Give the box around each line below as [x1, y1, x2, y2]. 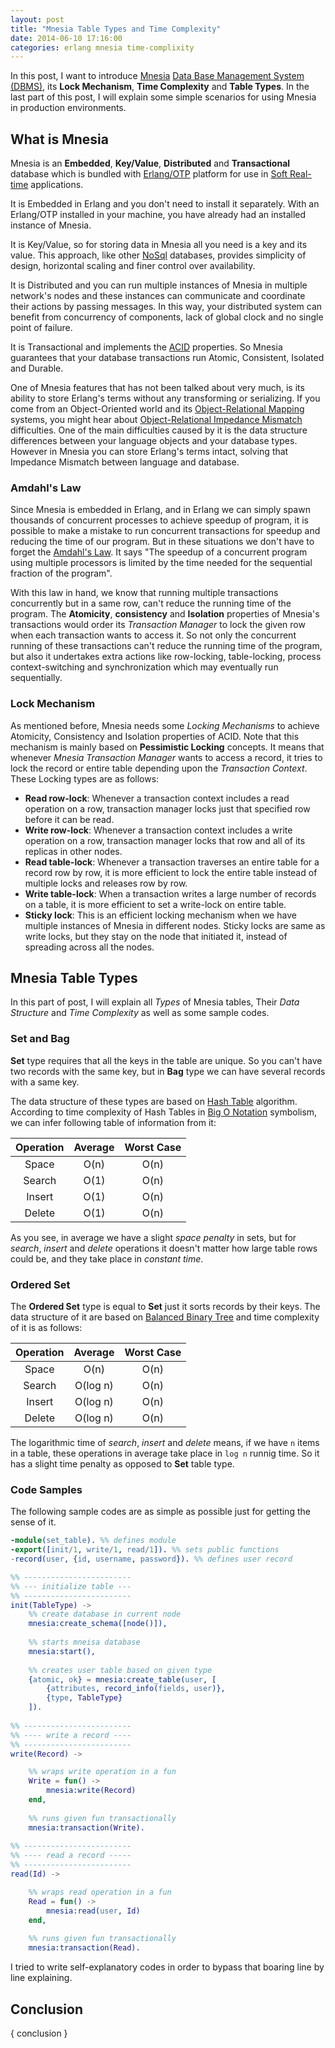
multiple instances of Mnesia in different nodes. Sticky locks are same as [24, 919, 326, 931]
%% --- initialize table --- [10, 1581, 132, 1591]
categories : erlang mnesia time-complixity [10, 42, 195, 53]
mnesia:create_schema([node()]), [28, 1619, 168, 1629]
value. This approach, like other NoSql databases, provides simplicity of [10, 249, 307, 261]
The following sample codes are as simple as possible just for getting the [10, 1506, 311, 1518]
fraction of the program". [10, 567, 113, 580]
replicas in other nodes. [24, 845, 123, 857]
